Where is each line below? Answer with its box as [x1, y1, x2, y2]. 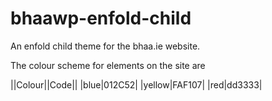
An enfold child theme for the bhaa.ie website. [10, 40, 201, 52]
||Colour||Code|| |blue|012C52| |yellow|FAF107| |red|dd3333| [10, 78, 263, 91]
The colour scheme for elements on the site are [10, 59, 206, 71]
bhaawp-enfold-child [10, 7, 192, 30]
